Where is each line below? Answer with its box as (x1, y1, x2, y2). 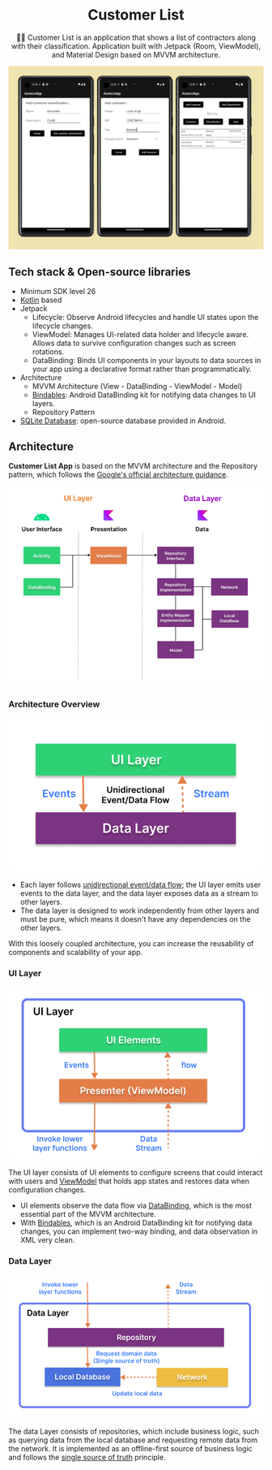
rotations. (32, 347, 65, 357)
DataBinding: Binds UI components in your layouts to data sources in (32, 356, 261, 365)
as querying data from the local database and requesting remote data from (8, 1435, 257, 1445)
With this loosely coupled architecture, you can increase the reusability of (8, 938, 254, 948)
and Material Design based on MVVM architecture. (51, 50, 221, 59)
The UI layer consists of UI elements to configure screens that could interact (8, 1167, 263, 1177)
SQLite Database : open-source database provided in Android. (19, 416, 227, 426)
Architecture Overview (8, 698, 100, 710)
